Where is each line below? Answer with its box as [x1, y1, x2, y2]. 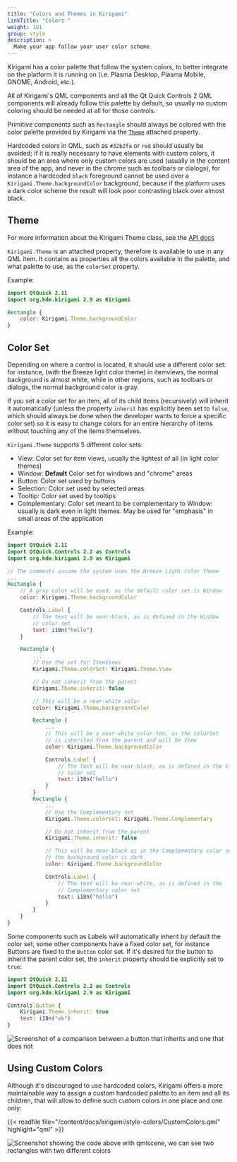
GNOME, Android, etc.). [7, 78, 76, 86]
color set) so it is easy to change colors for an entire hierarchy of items [7, 419, 213, 427]
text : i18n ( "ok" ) [20, 1015, 71, 1023]
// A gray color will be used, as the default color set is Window [20, 587, 222, 594]
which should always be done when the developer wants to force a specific [7, 412, 227, 420]
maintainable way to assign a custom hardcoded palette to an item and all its [7, 1088, 230, 1097]
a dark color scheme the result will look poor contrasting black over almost [7, 187, 224, 195]
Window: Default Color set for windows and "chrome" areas [17, 469, 193, 478]
